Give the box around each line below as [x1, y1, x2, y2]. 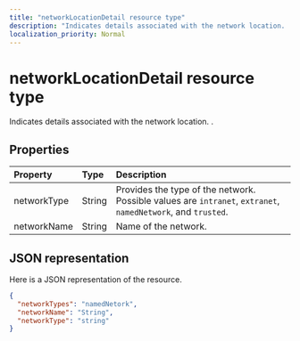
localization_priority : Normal [9, 29, 126, 38]
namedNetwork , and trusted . [115, 206, 229, 218]
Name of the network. [115, 220, 207, 232]
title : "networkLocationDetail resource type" [9, 12, 186, 22]
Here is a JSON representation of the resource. [9, 273, 183, 285]
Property [13, 168, 53, 181]
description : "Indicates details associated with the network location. [9, 21, 286, 30]
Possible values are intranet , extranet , [115, 195, 280, 207]
